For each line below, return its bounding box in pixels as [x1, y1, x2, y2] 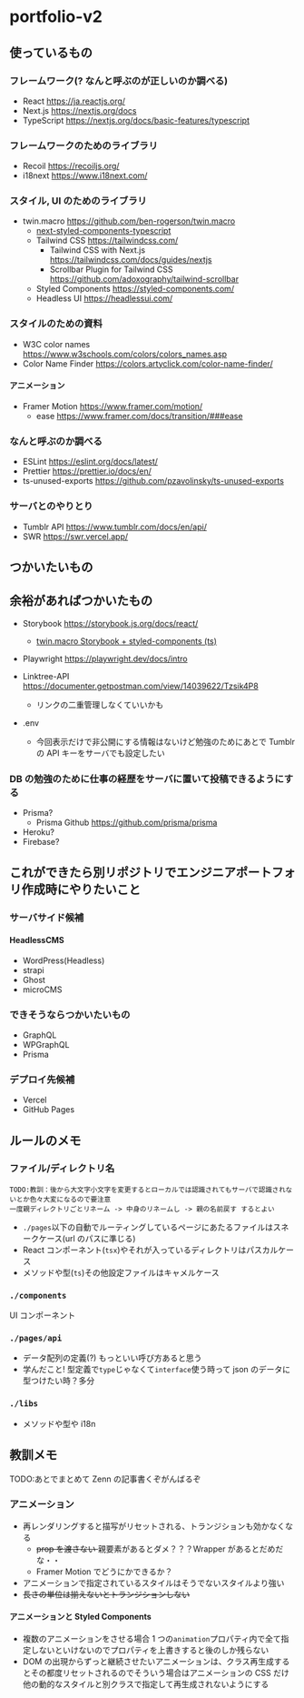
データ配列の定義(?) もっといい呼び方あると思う [22, 1352, 202, 1363]
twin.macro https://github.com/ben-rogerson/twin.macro [22, 216, 236, 226]
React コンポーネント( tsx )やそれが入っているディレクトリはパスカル [22, 1244, 279, 1255]
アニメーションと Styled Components [9, 1612, 152, 1623]
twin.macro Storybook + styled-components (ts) [35, 635, 218, 647]
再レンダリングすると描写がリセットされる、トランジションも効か [22, 1521, 270, 1532]
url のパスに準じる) [64, 1232, 136, 1243]
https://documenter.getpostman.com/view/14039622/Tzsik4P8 [22, 680, 259, 691]
